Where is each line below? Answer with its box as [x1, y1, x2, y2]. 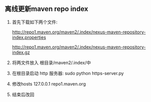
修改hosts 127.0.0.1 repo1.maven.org [12, 80, 86, 86]
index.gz [12, 49, 30, 55]
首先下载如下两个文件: [12, 19, 58, 25]
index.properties [12, 34, 46, 40]
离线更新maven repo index [5, 4, 88, 13]
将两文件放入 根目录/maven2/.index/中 [12, 59, 91, 65]
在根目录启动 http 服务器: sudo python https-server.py [12, 70, 124, 76]
